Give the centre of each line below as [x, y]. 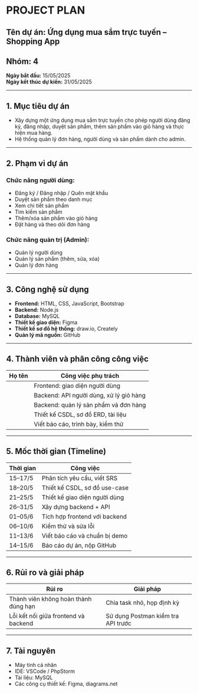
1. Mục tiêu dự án [38, 106]
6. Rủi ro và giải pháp [45, 573]
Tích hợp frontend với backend [84, 516]
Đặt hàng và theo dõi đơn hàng [52, 224]
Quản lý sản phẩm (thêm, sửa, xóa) [57, 259]
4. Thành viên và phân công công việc [77, 359]
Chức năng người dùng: [40, 180]
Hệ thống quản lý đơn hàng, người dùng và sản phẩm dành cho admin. [100, 139]
